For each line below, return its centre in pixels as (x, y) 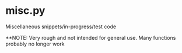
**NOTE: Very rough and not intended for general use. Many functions (91, 37)
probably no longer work (35, 44)
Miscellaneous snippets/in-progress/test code (61, 26)
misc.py (25, 11)
